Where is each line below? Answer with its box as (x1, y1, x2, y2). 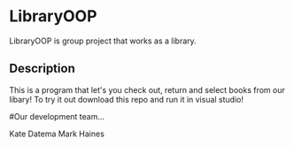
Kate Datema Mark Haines (9, 128, 104, 139)
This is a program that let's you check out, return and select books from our (9, 84, 286, 95)
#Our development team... (9, 111, 104, 121)
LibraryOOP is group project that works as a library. (9, 35, 197, 46)
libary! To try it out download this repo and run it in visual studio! (9, 94, 244, 104)
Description (9, 61, 75, 76)
